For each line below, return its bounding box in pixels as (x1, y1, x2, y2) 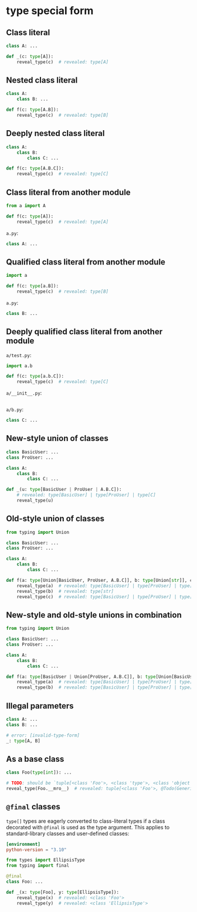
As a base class (6, 754, 64, 764)
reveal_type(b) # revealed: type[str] (16, 588, 114, 594)
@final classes (6, 802, 60, 812)
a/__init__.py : (6, 389, 42, 396)
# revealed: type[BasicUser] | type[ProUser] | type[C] (16, 492, 157, 498)
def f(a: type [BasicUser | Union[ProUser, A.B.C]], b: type (6, 673, 157, 680)
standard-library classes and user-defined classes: (6, 830, 130, 837)
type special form (6, 4, 94, 18)
